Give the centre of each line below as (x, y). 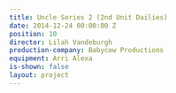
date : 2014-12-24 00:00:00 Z (63, 26)
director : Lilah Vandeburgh (61, 42)
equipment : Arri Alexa (51, 58)
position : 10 (33, 34)
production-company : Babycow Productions (87, 50)
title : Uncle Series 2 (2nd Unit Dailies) (88, 17)
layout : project (39, 75)
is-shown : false (39, 67)
